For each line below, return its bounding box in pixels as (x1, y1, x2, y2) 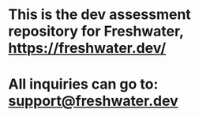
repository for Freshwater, (8, 22, 184, 40)
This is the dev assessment (8, 6, 191, 24)
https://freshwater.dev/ (8, 40, 167, 57)
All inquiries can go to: (8, 75, 159, 93)
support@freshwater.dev (8, 92, 179, 110)
